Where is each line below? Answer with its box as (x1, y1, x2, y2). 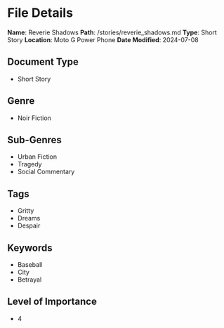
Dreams (17, 214, 41, 223)
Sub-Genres (7, 133, 62, 145)
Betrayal (17, 275, 42, 284)
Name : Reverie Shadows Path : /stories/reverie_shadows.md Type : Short (7, 28, 218, 37)
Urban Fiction (17, 152, 58, 161)
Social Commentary (17, 167, 75, 176)
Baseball (17, 261, 43, 268)
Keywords (7, 242, 53, 254)
